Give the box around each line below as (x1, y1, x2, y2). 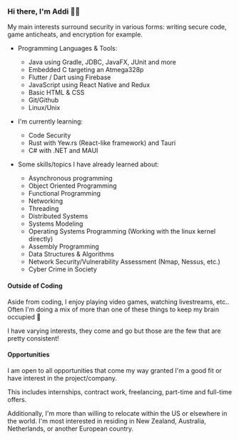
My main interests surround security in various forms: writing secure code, (7, 23, 227, 31)
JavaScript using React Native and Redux (28, 81, 151, 89)
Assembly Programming (28, 242, 100, 251)
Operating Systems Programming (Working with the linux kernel (28, 227, 216, 236)
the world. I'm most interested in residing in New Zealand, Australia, (7, 416, 207, 425)
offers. (7, 395, 27, 404)
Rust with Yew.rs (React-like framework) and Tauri (28, 139, 176, 147)
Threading (28, 204, 59, 213)
